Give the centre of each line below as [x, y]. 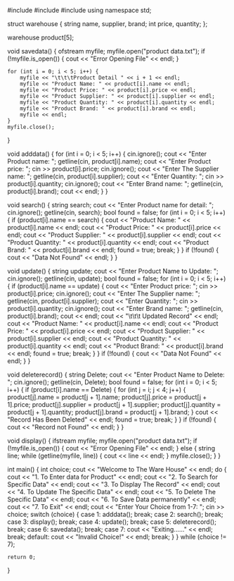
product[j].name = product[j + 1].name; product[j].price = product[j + [107, 397]
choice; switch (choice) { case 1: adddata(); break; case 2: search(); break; [115, 514]
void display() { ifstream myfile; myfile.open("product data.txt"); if [102, 441]
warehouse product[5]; [41, 37]
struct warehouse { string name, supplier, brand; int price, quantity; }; [108, 24]
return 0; [22, 557]
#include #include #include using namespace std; [79, 10]
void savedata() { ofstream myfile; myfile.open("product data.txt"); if [106, 51]
